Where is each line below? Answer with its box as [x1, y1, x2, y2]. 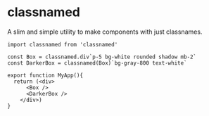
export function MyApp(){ [7, 72, 83, 79]
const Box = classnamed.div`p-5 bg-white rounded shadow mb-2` [7, 53, 197, 60]
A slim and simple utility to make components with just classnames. [7, 27, 203, 36]
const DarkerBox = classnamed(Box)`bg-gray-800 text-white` [7, 59, 188, 67]
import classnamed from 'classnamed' [7, 41, 118, 48]
